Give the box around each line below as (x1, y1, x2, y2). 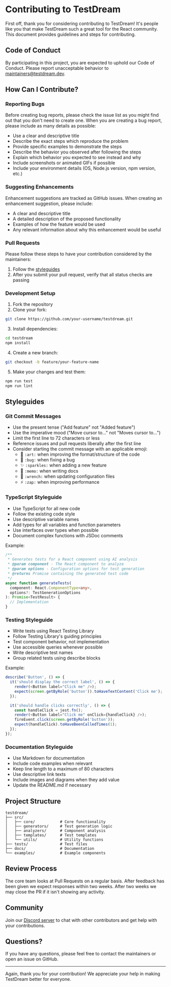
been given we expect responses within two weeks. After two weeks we (5, 883, 157, 889)
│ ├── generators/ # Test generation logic (5, 823, 113, 829)
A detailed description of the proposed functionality (12, 216, 121, 222)
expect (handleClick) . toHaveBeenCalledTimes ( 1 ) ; (14, 722, 117, 727)
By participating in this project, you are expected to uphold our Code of (5, 60, 155, 66)
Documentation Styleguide (5, 743, 73, 750)
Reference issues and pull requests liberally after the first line (12, 440, 141, 447)
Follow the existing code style (12, 511, 75, 517)
